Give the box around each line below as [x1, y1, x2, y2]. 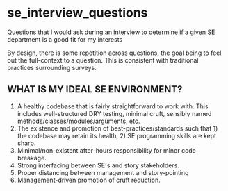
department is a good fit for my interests [7, 35, 123, 43]
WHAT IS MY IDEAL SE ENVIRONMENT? [7, 83, 183, 95]
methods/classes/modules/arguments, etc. [17, 117, 140, 125]
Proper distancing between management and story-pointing [17, 168, 189, 176]
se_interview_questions [7, 5, 148, 21]
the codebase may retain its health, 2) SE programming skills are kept [17, 131, 217, 140]
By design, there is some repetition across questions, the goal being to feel [7, 49, 222, 57]
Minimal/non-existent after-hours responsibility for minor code [17, 146, 197, 154]
